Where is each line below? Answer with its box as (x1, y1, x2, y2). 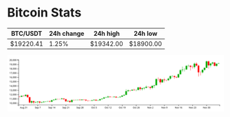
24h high (93, 30, 121, 38)
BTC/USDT (11, 30, 43, 38)
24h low (133, 30, 158, 38)
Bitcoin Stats (7, 5, 82, 21)
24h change (49, 30, 85, 38)
